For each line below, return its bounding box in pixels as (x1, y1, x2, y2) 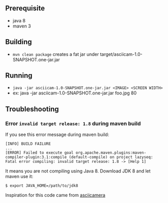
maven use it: (5, 174, 33, 180)
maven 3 (12, 23, 31, 29)
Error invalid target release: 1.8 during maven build (5, 120, 141, 127)
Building (5, 38, 32, 46)
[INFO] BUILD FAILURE (5, 142, 51, 147)
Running (5, 71, 33, 80)
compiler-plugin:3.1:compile (5, 155, 67, 160)
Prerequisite (5, 4, 45, 13)
